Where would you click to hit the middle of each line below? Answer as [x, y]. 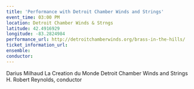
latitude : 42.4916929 [33, 28]
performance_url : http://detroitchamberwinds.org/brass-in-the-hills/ [96, 39]
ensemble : [19, 51]
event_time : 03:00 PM [33, 17]
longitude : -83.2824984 [36, 34]
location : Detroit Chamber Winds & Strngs [60, 23]
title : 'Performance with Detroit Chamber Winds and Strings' [85, 12]
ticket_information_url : [37, 45]
